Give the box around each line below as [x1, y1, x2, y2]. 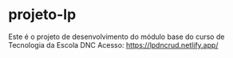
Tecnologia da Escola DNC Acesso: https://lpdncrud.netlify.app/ [8, 40, 219, 49]
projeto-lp [8, 6, 77, 24]
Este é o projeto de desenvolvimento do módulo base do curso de [8, 32, 225, 41]
